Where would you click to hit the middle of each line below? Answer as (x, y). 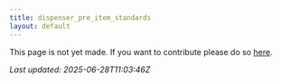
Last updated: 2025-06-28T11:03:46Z (80, 70)
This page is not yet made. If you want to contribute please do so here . (141, 51)
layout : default (40, 26)
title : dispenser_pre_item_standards (80, 18)
